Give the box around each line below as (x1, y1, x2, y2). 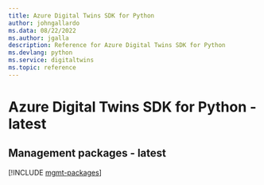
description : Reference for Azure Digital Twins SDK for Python (8, 41, 226, 49)
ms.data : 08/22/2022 (8, 26, 77, 34)
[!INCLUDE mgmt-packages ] (8, 167, 102, 177)
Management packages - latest (8, 147, 167, 160)
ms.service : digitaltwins (8, 57, 94, 65)
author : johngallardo (8, 19, 80, 27)
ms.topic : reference (8, 64, 77, 72)
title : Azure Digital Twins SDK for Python (8, 11, 155, 20)
